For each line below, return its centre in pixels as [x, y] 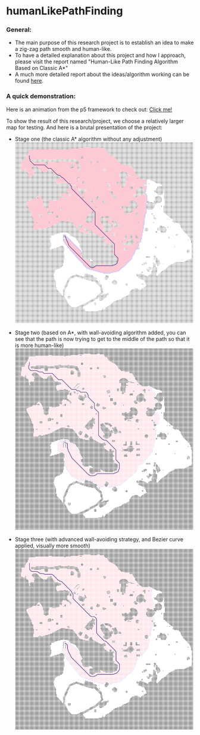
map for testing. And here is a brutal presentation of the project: [84, 127]
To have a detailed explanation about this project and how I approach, [100, 56]
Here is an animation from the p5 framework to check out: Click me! [89, 109]
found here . [29, 81]
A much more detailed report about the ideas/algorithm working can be [102, 74]
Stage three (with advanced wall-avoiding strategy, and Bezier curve [99, 539]
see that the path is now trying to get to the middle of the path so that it [102, 339]
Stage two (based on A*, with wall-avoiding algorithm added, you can [100, 333]
